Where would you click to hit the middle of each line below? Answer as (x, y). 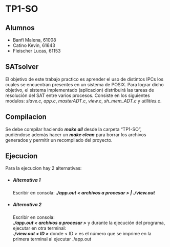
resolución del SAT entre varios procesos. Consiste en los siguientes (78, 95)
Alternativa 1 (27, 180)
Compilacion (26, 117)
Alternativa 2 (27, 204)
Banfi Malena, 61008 (34, 40)
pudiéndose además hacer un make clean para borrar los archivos (76, 134)
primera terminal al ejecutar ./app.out (52, 239)
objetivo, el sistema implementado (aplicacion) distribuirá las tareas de (80, 90)
